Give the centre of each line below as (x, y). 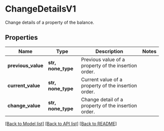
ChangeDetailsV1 (41, 9)
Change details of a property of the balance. (50, 22)
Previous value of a (103, 59)
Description (109, 51)
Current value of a (102, 80)
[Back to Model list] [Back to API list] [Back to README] (61, 123)
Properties (21, 38)
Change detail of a (102, 99)
